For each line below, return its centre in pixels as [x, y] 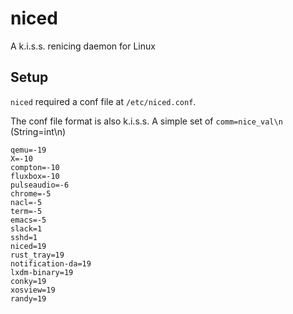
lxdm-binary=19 [42, 272]
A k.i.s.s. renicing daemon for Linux [83, 46]
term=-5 [26, 211]
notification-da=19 [51, 263]
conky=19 [28, 281]
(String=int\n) [38, 131]
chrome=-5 [31, 193]
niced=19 [28, 246]
